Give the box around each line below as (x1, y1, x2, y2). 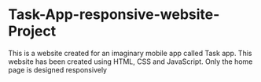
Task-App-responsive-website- (8, 6, 220, 24)
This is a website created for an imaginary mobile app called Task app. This (8, 48, 252, 58)
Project (8, 22, 57, 40)
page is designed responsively (8, 65, 108, 74)
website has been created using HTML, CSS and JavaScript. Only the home (8, 57, 253, 66)
